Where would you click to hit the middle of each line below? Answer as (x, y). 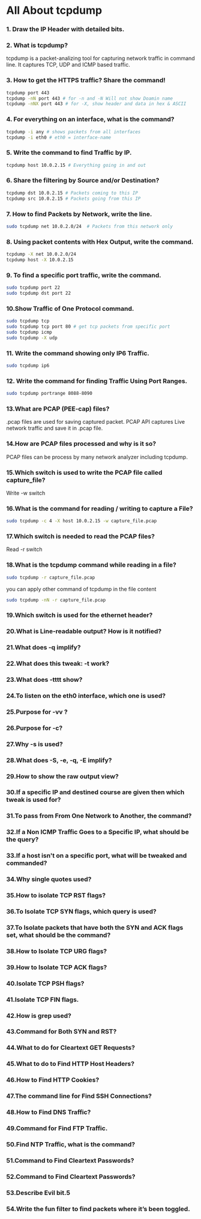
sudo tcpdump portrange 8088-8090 (49, 394)
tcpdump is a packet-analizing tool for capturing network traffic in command (100, 58)
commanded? (27, 863)
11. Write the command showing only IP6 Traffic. (78, 353)
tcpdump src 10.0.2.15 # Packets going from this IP (73, 199)
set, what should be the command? (58, 935)
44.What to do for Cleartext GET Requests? (70, 1048)
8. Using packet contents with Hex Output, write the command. (100, 242)
